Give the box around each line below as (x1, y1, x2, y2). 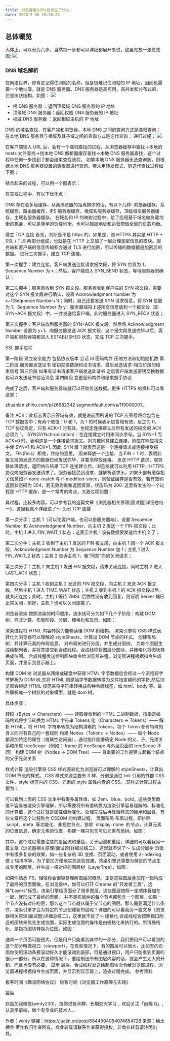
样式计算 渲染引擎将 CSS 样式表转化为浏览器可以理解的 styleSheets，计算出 (5, 766, 163, 772)
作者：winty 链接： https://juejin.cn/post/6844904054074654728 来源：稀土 (5, 1018, 165, 1024)
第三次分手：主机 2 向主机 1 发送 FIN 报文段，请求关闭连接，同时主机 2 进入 (5, 563, 163, 569)
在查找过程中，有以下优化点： (5, 191, 67, 197)
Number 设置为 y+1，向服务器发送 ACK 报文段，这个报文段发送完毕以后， (5, 327, 158, 333)
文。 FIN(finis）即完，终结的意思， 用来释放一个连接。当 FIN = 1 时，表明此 (5, 450, 162, 456)
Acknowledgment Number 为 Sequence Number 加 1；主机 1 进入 (14, 546, 150, 552)
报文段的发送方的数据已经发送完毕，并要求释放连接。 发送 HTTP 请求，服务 (5, 456, 163, 463)
